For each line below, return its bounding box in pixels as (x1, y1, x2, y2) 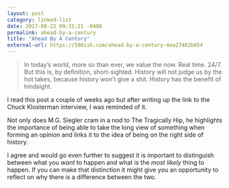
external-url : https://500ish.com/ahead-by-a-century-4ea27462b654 (7, 42, 204, 49)
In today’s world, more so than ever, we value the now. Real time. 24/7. (23, 61, 222, 68)
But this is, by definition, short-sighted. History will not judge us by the (23, 68, 222, 76)
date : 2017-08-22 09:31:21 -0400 (7, 23, 103, 29)
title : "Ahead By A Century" (7, 36, 90, 42)
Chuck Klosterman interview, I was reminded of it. (7, 103, 147, 111)
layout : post (7, 10, 44, 17)
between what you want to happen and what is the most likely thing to (7, 159, 205, 166)
